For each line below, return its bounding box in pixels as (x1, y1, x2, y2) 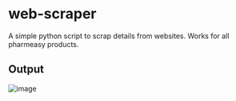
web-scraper (8, 5, 98, 23)
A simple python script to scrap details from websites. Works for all (8, 31, 230, 41)
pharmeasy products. (8, 39, 79, 49)
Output (8, 63, 44, 76)
